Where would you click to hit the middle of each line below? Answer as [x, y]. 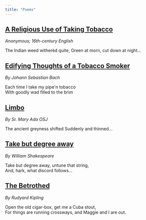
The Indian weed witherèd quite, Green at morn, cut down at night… [73, 50]
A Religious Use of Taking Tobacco [59, 30]
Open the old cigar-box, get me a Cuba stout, [51, 207]
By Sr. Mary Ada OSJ [26, 120]
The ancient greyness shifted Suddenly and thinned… [59, 129]
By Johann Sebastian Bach [32, 78]
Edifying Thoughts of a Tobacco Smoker [68, 66]
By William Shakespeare [30, 156]
